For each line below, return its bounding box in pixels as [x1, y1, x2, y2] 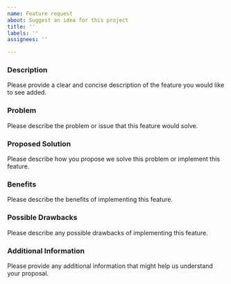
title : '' [7, 23, 36, 30]
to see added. [7, 88, 47, 97]
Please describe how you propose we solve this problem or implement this [7, 155, 221, 164]
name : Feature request [7, 10, 73, 17]
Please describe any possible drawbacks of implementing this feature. [7, 228, 208, 237]
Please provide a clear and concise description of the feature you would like [7, 81, 225, 89]
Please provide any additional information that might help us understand [7, 262, 214, 270]
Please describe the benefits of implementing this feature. [7, 196, 173, 204]
